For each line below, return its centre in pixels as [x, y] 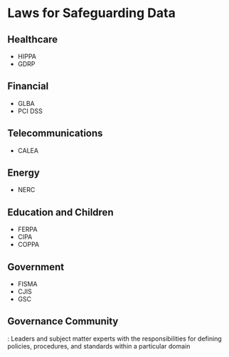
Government [36, 267]
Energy [24, 173]
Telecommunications [55, 133]
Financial [28, 86]
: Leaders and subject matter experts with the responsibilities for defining [114, 339]
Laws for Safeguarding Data [91, 13]
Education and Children [60, 212]
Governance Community [63, 321]
